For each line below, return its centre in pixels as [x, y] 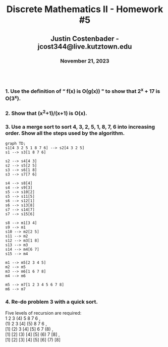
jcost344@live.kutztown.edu [85, 46]
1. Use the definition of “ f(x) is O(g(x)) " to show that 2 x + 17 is [83, 91]
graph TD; [16, 144]
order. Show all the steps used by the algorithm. [65, 133]
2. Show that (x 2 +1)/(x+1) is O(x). [46, 113]
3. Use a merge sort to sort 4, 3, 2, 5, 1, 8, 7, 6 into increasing [80, 127]
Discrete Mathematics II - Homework [85, 9]
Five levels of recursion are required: [43, 313]
